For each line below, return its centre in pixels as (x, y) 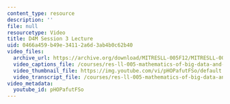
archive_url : (32, 58)
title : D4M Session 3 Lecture (50, 39)
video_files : (26, 52)
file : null (23, 26)
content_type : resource (41, 13)
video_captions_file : (44, 64)
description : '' (30, 20)
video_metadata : (30, 83)
